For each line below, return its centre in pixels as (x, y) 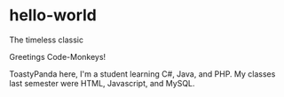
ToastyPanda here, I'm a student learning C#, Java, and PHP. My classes (142, 74)
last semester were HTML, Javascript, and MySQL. (102, 83)
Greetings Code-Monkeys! (58, 56)
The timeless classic (47, 40)
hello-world (53, 15)
